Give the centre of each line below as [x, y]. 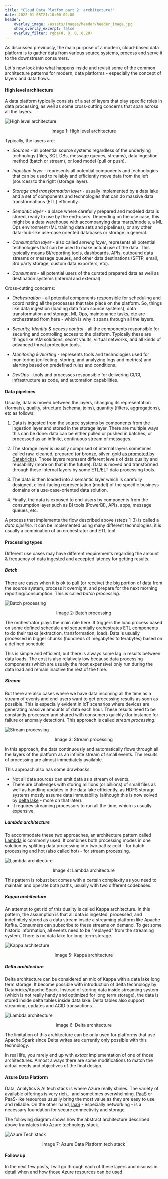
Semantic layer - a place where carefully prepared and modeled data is [86, 211]
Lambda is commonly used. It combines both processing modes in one [78, 840]
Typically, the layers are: [30, 141]
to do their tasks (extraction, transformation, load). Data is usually [73, 633]
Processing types [24, 542]
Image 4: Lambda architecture [84, 870]
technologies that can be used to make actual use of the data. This [81, 248]
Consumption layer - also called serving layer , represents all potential [84, 242]
